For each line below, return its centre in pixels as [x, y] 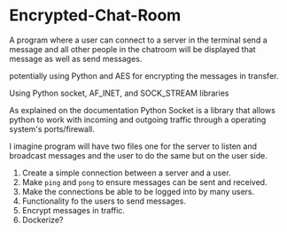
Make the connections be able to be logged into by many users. [138, 191]
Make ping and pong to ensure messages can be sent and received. [144, 182]
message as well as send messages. [76, 58]
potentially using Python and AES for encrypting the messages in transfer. [144, 75]
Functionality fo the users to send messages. [104, 201]
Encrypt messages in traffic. [74, 210]
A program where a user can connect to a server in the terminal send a [138, 40]
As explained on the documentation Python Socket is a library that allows [143, 110]
